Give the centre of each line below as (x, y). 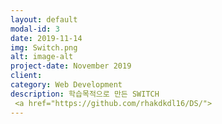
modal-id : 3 (35, 29)
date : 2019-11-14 (46, 38)
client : (26, 76)
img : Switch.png (44, 47)
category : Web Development (66, 85)
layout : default (44, 19)
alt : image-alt (42, 57)
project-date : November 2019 (71, 66)
